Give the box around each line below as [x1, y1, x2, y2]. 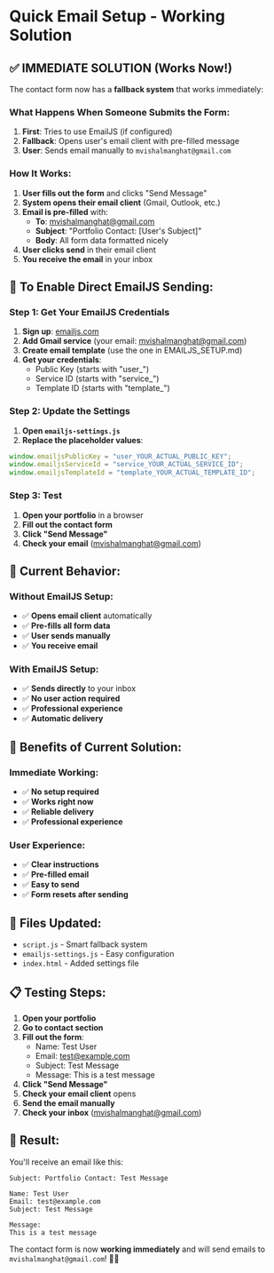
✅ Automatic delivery [21, 713, 104, 724]
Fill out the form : [21, 1032, 84, 1043]
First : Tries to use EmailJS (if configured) [21, 126, 173, 137]
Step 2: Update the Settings [9, 405, 130, 418]
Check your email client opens [21, 1088, 137, 1099]
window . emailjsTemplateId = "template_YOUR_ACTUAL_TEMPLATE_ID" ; [9, 468, 255, 477]
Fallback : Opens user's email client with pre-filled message [21, 136, 240, 147]
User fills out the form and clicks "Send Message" [21, 187, 207, 198]
